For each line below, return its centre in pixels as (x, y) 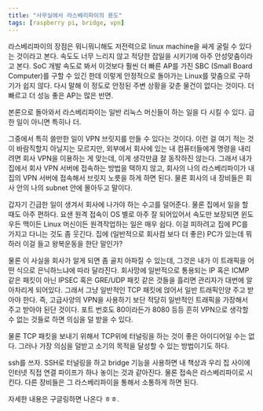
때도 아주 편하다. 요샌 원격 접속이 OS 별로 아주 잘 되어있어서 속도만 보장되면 (124, 214)
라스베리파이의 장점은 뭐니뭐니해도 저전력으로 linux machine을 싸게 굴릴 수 (123, 46)
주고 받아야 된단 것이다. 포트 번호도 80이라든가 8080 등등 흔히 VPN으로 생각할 (128, 309)
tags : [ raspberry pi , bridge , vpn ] (66, 23)
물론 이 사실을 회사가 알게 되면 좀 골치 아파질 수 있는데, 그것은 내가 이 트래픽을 (127, 260)
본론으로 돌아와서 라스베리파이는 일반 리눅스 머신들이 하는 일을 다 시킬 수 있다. (128, 112)
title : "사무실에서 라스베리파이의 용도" (65, 15)
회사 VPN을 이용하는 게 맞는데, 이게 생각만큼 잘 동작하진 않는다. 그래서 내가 (137, 158)
